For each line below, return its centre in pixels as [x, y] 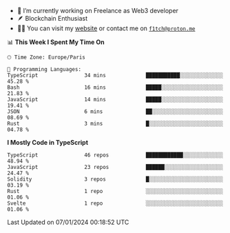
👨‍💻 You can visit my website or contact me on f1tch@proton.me [106, 28]
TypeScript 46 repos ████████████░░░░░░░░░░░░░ [115, 155]
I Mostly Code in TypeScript [48, 142]
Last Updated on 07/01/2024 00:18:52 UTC [68, 222]
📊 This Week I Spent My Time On [56, 42]
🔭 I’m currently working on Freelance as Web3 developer [98, 11]
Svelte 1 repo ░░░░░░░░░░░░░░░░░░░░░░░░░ [115, 203]
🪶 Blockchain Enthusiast [52, 18]
